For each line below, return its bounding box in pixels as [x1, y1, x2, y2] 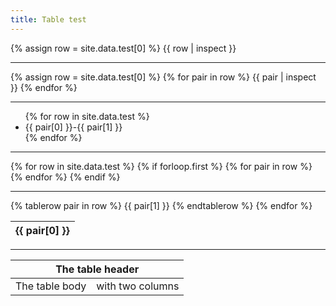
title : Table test [10, 14, 87, 25]
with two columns [96, 279, 180, 293]
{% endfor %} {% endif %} [10, 171, 121, 183]
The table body [15, 279, 87, 293]
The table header [55, 262, 140, 276]
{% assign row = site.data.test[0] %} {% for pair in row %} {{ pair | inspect [10, 71, 317, 83]
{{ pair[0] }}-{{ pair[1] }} [24, 121, 123, 133]
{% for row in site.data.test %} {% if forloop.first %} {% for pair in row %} [10, 160, 313, 172]
